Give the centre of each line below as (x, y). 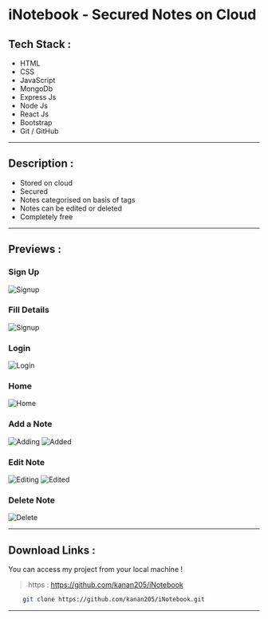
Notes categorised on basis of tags (77, 199)
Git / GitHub (39, 131)
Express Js (38, 97)
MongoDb (36, 89)
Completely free (46, 216)
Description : (41, 164)
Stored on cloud (46, 183)
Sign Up (24, 272)
